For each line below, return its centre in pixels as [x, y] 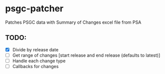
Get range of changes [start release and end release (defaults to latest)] [86, 55]
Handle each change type [39, 61]
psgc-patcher [34, 9]
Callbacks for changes [35, 66]
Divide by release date [35, 49]
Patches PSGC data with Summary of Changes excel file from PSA [73, 22]
